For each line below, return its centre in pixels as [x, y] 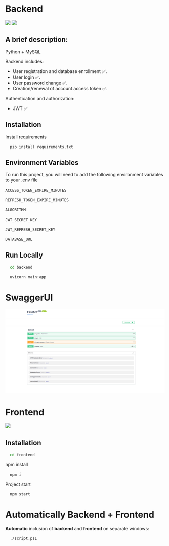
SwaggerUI [29, 298]
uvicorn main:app [28, 277]
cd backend [21, 267]
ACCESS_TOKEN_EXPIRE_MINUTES [36, 191]
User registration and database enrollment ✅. [60, 71]
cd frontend [23, 455]
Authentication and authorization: [40, 98]
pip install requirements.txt [41, 147]
